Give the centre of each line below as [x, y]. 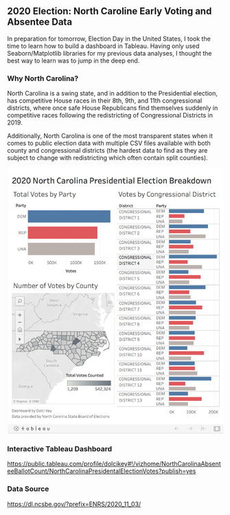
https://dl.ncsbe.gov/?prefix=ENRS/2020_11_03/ [74, 504]
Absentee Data [40, 22]
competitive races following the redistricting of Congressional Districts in [110, 116]
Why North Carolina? [43, 78]
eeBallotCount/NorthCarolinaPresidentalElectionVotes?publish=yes [102, 471]
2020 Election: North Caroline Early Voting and [110, 11]
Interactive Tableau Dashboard [60, 448]
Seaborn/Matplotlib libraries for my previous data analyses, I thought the [110, 53]
